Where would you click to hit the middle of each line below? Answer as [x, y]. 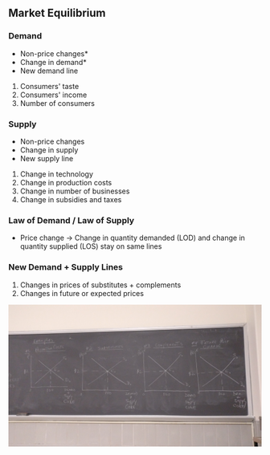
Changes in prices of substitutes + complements [100, 285]
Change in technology [57, 174]
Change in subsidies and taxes [71, 199]
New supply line [47, 158]
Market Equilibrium [57, 13]
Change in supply [49, 150]
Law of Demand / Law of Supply [72, 220]
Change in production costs [66, 182]
